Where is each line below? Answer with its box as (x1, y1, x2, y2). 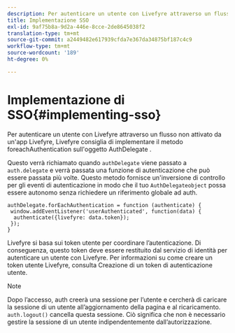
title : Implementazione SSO (7, 17, 90, 24)
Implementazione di (7, 92, 125, 108)
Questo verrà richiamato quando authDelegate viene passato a (7, 158, 187, 166)
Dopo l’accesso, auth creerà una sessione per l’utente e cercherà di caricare (7, 295, 227, 304)
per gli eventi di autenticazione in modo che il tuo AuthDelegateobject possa (7, 180, 226, 189)
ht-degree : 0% (7, 56, 49, 63)
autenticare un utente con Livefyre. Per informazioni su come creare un (7, 253, 213, 262)
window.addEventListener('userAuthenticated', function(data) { (10, 208, 201, 215)
